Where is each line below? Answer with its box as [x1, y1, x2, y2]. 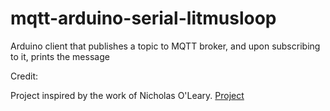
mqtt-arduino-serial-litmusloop [10, 7, 277, 30]
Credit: [10, 70, 39, 82]
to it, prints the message [10, 50, 110, 62]
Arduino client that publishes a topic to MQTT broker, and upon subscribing [10, 40, 321, 52]
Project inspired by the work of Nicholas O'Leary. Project [10, 89, 245, 101]
